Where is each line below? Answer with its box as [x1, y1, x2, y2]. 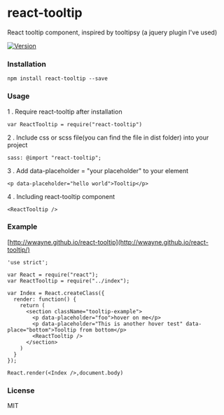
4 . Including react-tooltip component [7, 192, 115, 200]
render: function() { [13, 296, 77, 303]
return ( [20, 301, 45, 309]
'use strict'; [7, 259, 49, 266]
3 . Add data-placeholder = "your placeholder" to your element [7, 166, 189, 175]
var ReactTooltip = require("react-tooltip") [7, 121, 142, 128]
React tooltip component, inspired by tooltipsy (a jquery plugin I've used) [7, 28, 218, 36]
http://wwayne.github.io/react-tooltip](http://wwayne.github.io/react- [9, 238, 209, 246]
